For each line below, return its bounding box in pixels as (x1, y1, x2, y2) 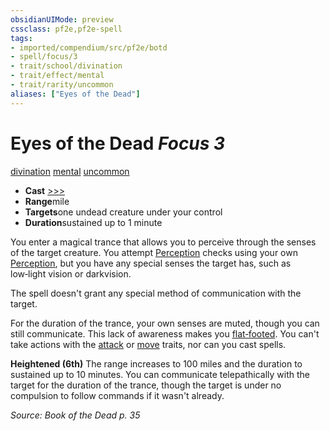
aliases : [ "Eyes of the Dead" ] (10, 89, 141, 99)
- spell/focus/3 (10, 52, 78, 62)
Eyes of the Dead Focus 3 (10, 132, 226, 155)
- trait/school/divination (10, 61, 123, 71)
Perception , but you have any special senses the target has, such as (10, 257, 292, 269)
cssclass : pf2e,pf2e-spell (10, 24, 123, 34)
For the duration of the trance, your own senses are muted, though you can (10, 317, 320, 329)
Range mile (24, 195, 70, 207)
